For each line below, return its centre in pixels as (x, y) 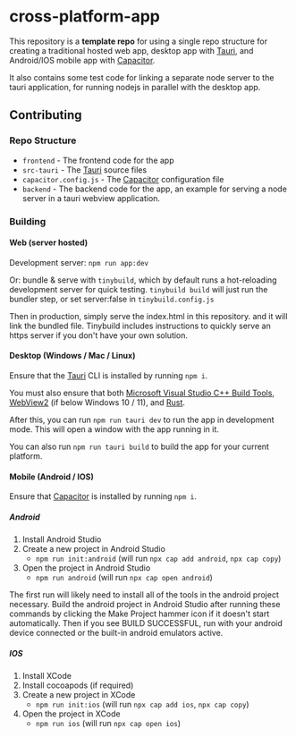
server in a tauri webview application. (91, 198)
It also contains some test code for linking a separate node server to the (142, 77)
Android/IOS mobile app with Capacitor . (82, 60)
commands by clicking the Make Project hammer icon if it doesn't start (140, 614)
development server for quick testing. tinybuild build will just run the (139, 289)
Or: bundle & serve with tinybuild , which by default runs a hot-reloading (143, 280)
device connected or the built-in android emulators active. (116, 633)
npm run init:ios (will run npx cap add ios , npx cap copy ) (142, 705)
